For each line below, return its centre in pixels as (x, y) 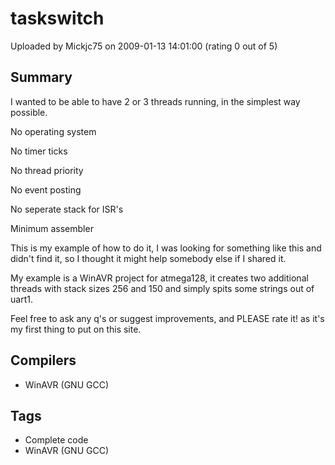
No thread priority (47, 170)
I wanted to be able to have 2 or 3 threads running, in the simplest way (155, 101)
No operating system (53, 131)
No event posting (46, 189)
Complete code (56, 440)
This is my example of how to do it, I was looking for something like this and (166, 248)
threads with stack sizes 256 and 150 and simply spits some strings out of (162, 288)
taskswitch (57, 18)
